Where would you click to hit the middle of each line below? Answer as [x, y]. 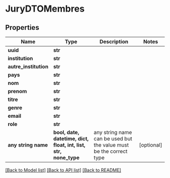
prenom [17, 91]
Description [114, 42]
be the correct [111, 151]
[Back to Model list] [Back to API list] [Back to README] [63, 170]
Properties [22, 28]
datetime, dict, [71, 139]
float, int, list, [69, 145]
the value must [111, 145]
